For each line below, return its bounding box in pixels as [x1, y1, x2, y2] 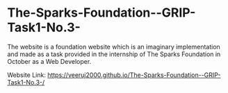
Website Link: [7, 71, 47, 79]
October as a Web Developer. [7, 57, 92, 65]
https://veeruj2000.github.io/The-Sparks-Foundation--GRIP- [47, 71, 221, 79]
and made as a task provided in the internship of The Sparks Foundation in [7, 50, 221, 58]
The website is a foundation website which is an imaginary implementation [7, 42, 220, 51]
